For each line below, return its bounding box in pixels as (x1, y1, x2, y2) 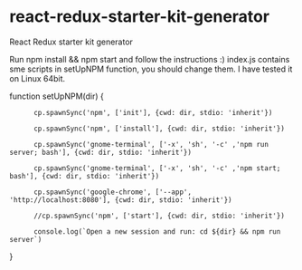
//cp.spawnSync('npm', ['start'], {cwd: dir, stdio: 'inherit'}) (33, 211, 285, 220)
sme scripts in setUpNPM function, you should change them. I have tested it (9, 63, 293, 74)
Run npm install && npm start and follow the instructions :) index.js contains (9, 53, 290, 64)
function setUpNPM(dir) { (9, 91, 104, 101)
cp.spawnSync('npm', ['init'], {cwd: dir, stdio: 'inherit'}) (33, 108, 273, 117)
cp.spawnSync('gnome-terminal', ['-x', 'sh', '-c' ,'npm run (33, 140, 269, 149)
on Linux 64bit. (9, 72, 66, 83)
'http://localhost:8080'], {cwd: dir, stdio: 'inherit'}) (9, 195, 232, 205)
